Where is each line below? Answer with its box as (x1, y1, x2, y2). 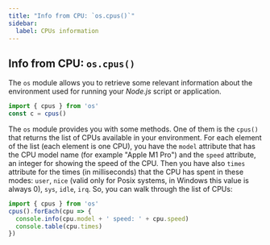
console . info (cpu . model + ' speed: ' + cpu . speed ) (15, 214, 189, 222)
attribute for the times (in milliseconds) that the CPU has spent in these (8, 167, 244, 176)
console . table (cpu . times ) (15, 222, 103, 230)
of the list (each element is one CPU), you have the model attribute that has (8, 141, 256, 151)
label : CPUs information (15, 27, 99, 35)
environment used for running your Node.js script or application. (8, 86, 222, 97)
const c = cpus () (8, 110, 67, 118)
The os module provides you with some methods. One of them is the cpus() (8, 124, 259, 134)
